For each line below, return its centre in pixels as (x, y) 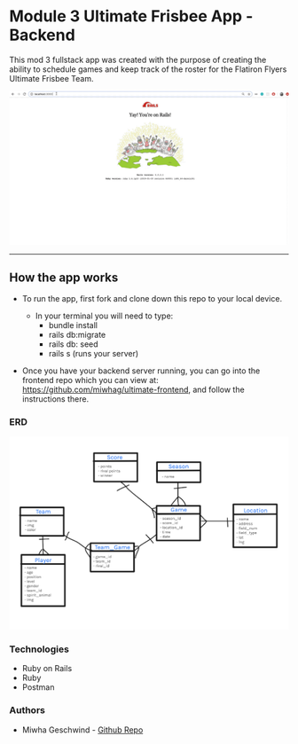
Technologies (39, 649)
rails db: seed (74, 344)
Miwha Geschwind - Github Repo (82, 730)
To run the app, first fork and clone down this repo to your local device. (152, 299)
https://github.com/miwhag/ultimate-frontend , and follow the (133, 390)
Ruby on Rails (47, 669)
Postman (38, 687)
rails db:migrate (77, 335)
